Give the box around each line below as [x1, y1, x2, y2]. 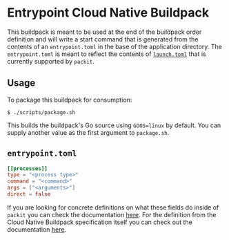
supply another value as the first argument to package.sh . [7, 128, 170, 136]
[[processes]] [7, 165, 48, 172]
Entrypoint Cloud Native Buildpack [7, 5, 210, 21]
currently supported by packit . [7, 57, 94, 65]
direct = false [7, 191, 51, 198]
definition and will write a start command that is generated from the [7, 35, 199, 43]
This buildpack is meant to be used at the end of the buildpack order [7, 28, 202, 36]
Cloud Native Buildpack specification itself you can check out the [7, 218, 193, 226]
